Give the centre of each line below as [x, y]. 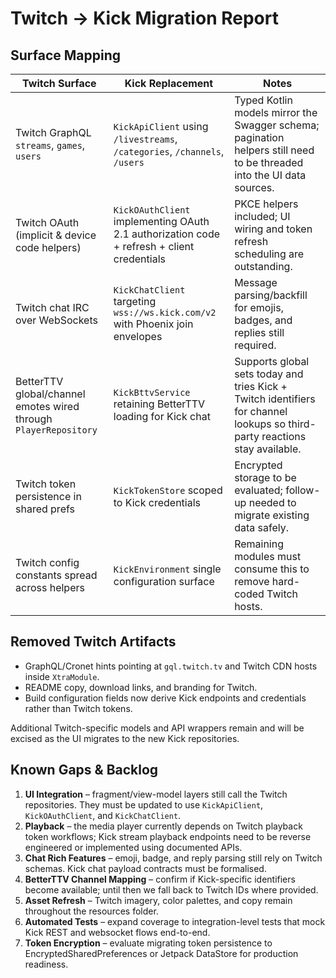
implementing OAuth [161, 221]
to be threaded [269, 162]
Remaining [259, 544]
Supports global [272, 361]
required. [255, 345]
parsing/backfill [271, 295]
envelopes [138, 336]
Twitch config [47, 562]
